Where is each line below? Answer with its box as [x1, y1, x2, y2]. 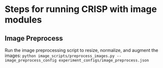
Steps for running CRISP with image [5, 3, 157, 15]
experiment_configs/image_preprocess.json [58, 58, 149, 63]
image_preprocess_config [5, 58, 57, 63]
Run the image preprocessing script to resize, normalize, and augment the [5, 47, 158, 53]
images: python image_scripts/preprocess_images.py [5, 52, 115, 58]
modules [5, 14, 42, 25]
